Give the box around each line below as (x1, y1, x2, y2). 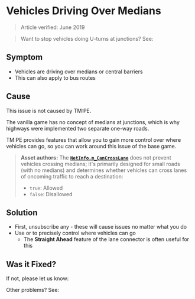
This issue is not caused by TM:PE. (6, 107, 92, 114)
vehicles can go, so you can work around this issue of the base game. (6, 142, 177, 149)
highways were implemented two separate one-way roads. (6, 125, 149, 132)
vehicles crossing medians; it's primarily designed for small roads (20, 160, 180, 167)
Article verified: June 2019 (20, 24, 85, 31)
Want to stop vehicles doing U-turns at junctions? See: (20, 35, 154, 42)
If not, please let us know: (6, 275, 69, 282)
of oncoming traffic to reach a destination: (20, 173, 123, 180)
